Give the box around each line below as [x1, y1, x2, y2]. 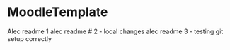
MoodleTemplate [7, 4, 108, 20]
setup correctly [7, 34, 52, 42]
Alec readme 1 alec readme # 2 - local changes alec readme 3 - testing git [7, 27, 224, 35]
